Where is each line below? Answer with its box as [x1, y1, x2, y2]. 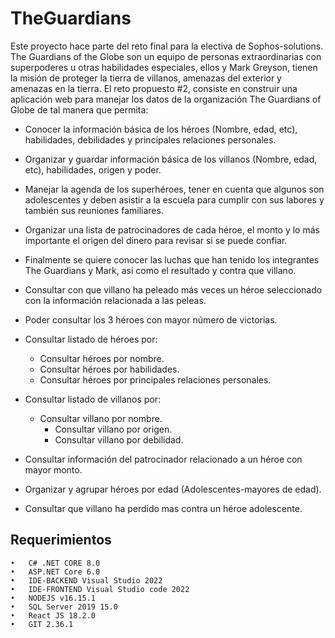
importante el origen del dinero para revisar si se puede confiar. [24, 234, 288, 246]
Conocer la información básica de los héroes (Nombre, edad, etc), [24, 123, 298, 135]
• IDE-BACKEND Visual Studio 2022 [10, 575, 163, 586]
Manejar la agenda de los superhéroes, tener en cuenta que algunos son [24, 183, 325, 195]
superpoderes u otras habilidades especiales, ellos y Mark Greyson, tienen [10, 61, 318, 73]
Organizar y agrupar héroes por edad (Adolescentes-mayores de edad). [24, 483, 322, 495]
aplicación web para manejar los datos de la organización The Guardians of [10, 93, 322, 105]
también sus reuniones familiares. [24, 204, 164, 216]
